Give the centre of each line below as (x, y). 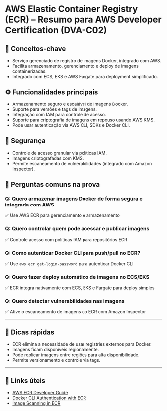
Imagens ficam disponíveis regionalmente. (56, 350)
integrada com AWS (30, 205)
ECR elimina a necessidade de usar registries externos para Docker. (82, 344)
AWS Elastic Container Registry (72, 9)
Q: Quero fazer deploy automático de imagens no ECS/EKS (77, 277)
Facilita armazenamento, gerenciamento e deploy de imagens (76, 66)
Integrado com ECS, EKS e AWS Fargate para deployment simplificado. (85, 76)
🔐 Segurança (25, 141)
